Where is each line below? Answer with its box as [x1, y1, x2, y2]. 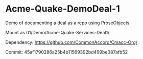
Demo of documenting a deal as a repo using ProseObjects [5, 20, 130, 26]
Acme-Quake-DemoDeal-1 [5, 3, 120, 15]
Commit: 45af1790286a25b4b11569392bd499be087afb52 [5, 49, 128, 55]
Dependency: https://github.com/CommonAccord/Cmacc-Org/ [5, 39, 138, 45]
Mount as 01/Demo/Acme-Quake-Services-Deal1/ [5, 29, 110, 35]
